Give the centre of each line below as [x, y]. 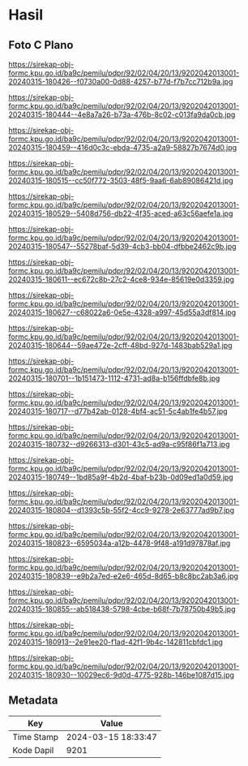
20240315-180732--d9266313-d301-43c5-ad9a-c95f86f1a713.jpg [119, 444]
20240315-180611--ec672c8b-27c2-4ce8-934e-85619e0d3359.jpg [122, 279]
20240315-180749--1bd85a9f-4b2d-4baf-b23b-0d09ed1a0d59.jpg [121, 477]
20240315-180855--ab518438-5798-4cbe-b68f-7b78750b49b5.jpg [122, 609]
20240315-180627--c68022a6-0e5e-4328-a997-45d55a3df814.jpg [122, 312]
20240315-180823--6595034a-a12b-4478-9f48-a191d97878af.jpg [120, 543]
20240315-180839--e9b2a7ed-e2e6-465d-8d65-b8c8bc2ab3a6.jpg [124, 576]
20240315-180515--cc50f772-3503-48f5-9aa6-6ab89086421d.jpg [121, 181]
